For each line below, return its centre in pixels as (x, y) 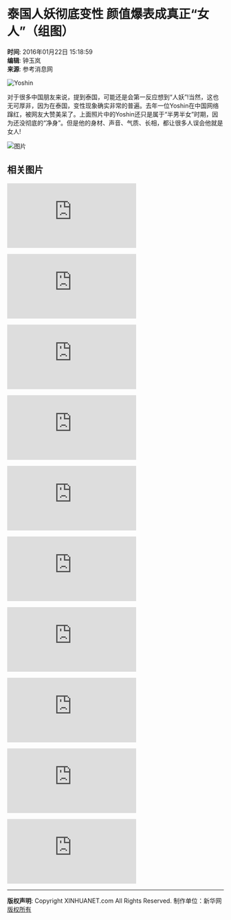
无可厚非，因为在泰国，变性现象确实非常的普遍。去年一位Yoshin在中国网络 (113, 105)
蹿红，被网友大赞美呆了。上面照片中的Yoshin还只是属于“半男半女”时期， (110, 114)
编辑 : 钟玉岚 (24, 60)
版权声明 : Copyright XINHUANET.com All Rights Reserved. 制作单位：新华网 (114, 901)
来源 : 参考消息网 (30, 69)
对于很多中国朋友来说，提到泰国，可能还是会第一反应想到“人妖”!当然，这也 (113, 96)
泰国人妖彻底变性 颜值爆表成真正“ (102, 14)
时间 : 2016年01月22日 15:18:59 (50, 52)
